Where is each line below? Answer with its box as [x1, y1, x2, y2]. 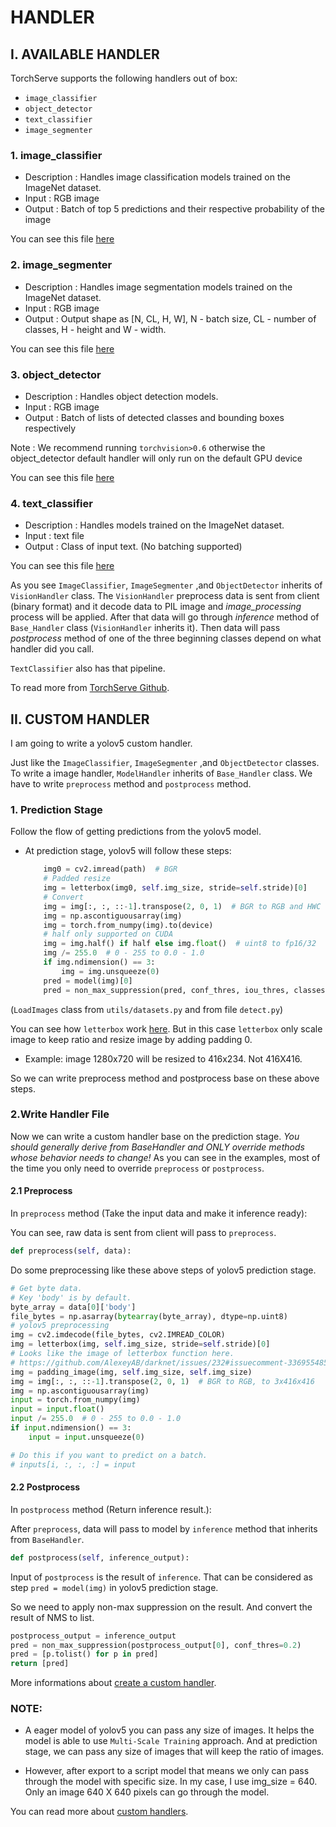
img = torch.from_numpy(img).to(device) [43, 920, 214, 930]
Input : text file [24, 530, 85, 542]
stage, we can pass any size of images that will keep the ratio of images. [24, 1746, 325, 1758]
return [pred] [10, 1659, 70, 1669]
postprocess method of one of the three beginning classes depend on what [10, 632, 322, 645]
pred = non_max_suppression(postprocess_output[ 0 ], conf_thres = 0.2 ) [10, 1640, 302, 1650]
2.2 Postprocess [10, 1481, 81, 1493]
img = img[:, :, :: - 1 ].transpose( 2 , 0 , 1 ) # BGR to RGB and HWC [43, 901, 322, 911]
